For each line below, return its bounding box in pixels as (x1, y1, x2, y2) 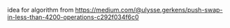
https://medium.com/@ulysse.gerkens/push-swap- (75, 6, 223, 14)
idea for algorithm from (7, 6, 74, 14)
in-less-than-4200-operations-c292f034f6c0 (7, 13, 139, 21)
